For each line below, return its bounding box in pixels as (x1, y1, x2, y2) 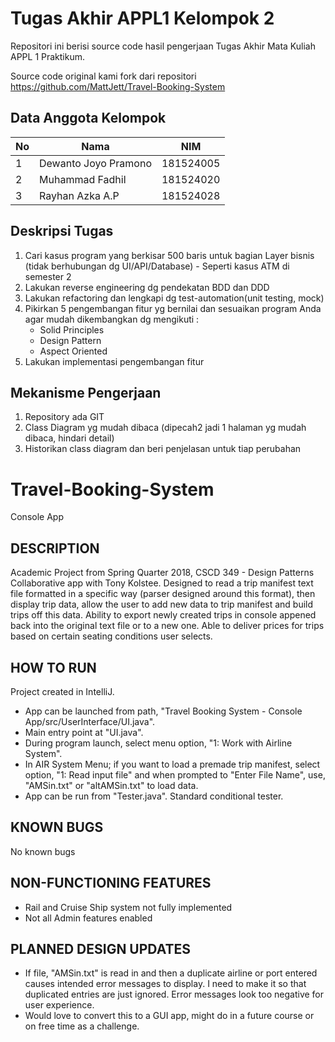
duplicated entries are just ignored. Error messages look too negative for (24, 988, 325, 1001)
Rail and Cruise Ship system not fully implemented (24, 901, 233, 913)
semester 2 (24, 270, 72, 282)
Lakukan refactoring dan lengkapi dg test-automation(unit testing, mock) (24, 292, 325, 304)
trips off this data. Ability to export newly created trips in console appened (10, 609, 317, 621)
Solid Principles (39, 323, 105, 336)
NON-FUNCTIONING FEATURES (10, 875, 212, 892)
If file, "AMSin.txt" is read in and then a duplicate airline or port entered (24, 967, 318, 979)
